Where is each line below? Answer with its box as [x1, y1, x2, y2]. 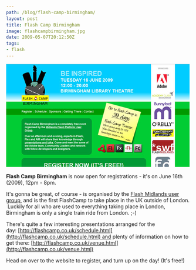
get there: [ [6, 239, 33, 246]
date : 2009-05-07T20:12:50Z [6, 34, 75, 41]
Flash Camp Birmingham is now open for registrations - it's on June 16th [6, 172, 183, 179]
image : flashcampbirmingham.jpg [6, 28, 85, 34]
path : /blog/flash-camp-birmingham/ [6, 9, 96, 15]
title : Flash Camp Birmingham [6, 22, 80, 28]
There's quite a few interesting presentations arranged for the [6, 221, 156, 228]
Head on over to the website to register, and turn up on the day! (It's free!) [6, 256, 185, 264]
